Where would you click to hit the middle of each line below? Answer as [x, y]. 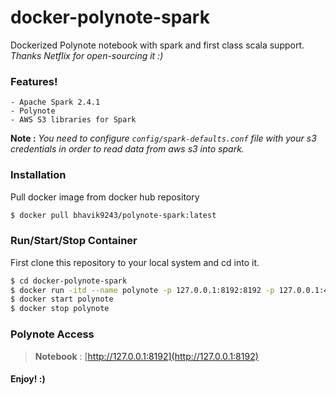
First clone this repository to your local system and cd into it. [135, 262]
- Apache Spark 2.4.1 [55, 102]
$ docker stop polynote [60, 309]
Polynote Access [52, 334]
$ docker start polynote [62, 299]
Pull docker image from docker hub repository [105, 197]
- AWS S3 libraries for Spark [73, 120]
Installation [38, 175]
